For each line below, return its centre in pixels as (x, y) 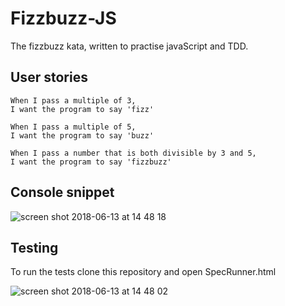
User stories (49, 77)
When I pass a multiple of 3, (73, 100)
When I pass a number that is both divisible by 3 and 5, (133, 153)
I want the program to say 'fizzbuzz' (91, 162)
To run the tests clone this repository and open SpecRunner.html (143, 272)
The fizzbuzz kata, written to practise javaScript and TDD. (129, 46)
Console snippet (62, 192)
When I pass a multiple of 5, (73, 127)
